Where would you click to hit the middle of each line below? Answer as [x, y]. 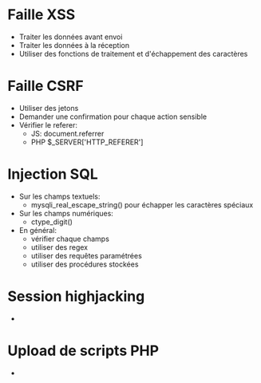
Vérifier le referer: [48, 124]
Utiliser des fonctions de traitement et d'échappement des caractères [133, 53]
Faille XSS [42, 15]
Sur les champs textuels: [59, 196]
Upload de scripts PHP [83, 351]
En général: [38, 230]
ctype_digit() [52, 222]
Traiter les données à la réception [74, 45]
